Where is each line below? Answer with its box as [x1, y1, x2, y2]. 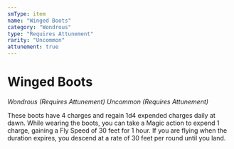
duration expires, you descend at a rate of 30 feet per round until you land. [7, 133, 226, 142]
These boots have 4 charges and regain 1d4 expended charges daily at [7, 111, 216, 119]
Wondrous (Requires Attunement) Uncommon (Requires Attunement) [7, 97, 208, 106]
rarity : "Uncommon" [7, 37, 65, 44]
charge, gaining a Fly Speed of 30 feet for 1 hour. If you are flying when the [7, 126, 228, 135]
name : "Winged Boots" [7, 17, 72, 24]
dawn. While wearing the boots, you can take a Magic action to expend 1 [7, 118, 220, 127]
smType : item [7, 10, 46, 18]
